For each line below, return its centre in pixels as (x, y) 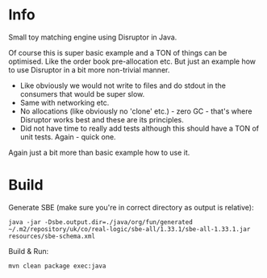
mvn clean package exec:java (57, 266)
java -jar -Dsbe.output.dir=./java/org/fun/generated (101, 222)
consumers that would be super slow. (82, 93)
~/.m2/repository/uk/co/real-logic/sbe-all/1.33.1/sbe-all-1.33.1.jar (129, 229)
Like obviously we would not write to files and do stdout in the (123, 85)
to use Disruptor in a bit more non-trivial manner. (89, 69)
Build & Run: (29, 251)
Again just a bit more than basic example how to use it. (99, 152)
